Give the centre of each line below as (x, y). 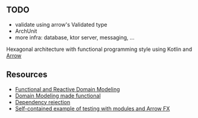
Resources (27, 75)
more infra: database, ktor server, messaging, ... (75, 37)
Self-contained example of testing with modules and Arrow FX (92, 108)
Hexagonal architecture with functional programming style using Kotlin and (99, 49)
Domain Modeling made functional (58, 96)
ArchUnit (26, 31)
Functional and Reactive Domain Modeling (67, 89)
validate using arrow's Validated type (61, 24)
